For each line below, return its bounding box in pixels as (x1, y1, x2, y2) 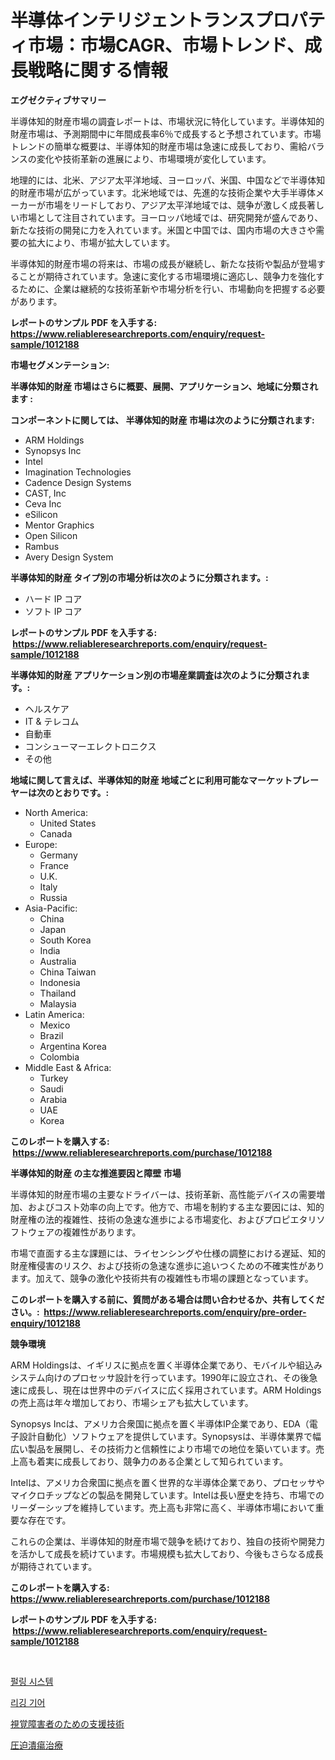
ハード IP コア (24, 592, 83, 605)
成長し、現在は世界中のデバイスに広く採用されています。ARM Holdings (27, 1384, 322, 1396)
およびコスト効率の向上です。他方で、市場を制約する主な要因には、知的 (27, 1201, 325, 1213)
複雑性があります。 (62, 1226, 142, 1238)
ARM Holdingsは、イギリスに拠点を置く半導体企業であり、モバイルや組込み (10, 1359, 323, 1371)
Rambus (24, 540, 60, 552)
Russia (39, 891, 68, 903)
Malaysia (39, 997, 77, 1010)
